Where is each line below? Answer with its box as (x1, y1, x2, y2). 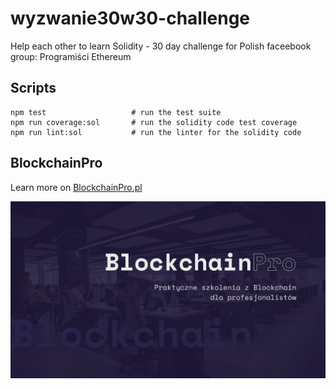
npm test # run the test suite (10, 107, 222, 117)
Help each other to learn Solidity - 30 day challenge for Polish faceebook (10, 40, 312, 52)
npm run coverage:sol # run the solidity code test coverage (10, 117, 298, 127)
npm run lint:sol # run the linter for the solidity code (10, 127, 302, 137)
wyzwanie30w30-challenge (10, 7, 251, 30)
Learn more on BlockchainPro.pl (10, 181, 143, 193)
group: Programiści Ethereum (10, 50, 132, 62)
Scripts (10, 80, 57, 97)
